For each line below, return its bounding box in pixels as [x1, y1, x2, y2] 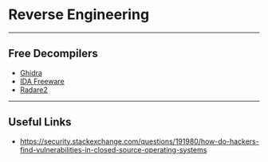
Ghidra [19, 67, 42, 77]
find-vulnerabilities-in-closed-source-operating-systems [19, 145, 207, 154]
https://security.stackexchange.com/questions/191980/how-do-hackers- [19, 137, 259, 146]
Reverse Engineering [8, 6, 150, 24]
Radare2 [19, 85, 48, 94]
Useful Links [8, 115, 72, 129]
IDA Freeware [19, 76, 65, 86]
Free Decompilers [8, 47, 98, 60]
